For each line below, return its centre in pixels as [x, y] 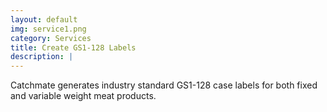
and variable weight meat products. [83, 96]
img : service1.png [48, 29]
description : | [42, 57]
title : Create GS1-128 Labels [73, 47]
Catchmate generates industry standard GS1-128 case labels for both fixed [164, 85]
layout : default [44, 19]
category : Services [51, 38]
